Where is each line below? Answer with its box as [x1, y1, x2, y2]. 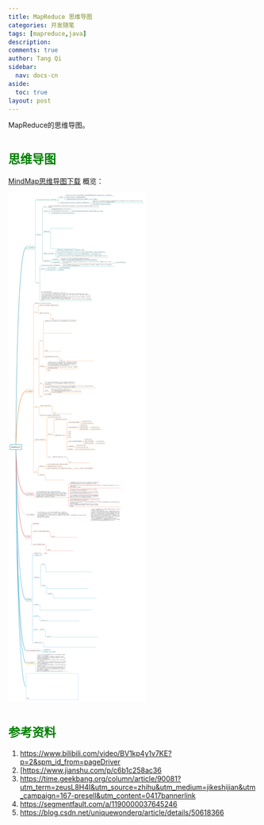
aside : [8, 79, 30, 87]
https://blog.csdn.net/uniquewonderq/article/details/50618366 [19, 808, 224, 818]
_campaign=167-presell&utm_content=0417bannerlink [19, 791, 196, 800]
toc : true [15, 88, 48, 96]
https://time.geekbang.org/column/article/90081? [19, 774, 182, 784]
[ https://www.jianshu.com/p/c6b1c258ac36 [19, 765, 163, 775]
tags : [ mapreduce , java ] [8, 29, 87, 37]
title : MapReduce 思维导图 [8, 13, 93, 21]
